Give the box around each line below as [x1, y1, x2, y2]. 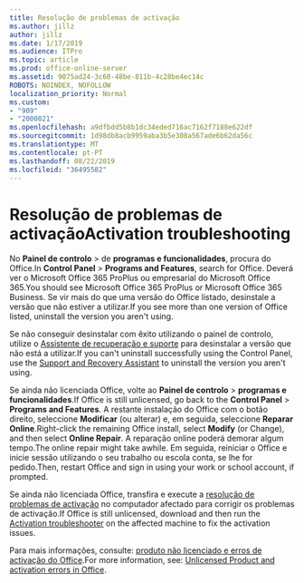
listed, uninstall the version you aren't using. [9, 311, 174, 322]
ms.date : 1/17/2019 [9, 38, 83, 48]
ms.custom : [9, 97, 51, 107]
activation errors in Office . [9, 564, 107, 576]
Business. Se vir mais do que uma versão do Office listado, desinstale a [9, 292, 276, 303]
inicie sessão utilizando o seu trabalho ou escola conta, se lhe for [9, 452, 253, 463]
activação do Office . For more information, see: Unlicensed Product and [9, 555, 276, 566]
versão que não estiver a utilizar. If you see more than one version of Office [9, 301, 288, 313]
